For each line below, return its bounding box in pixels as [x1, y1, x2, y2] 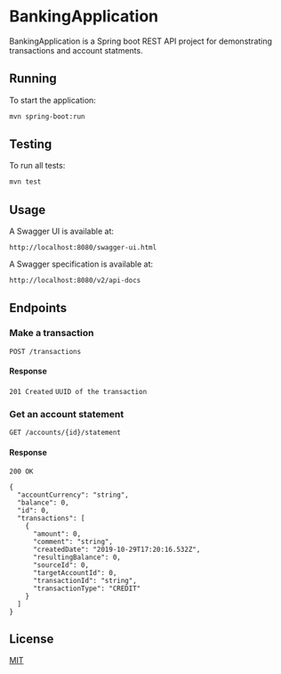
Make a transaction [9, 327, 94, 340]
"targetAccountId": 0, [32, 568, 117, 577]
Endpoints [9, 300, 68, 316]
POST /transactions [9, 347, 82, 356]
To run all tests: [9, 160, 66, 171]
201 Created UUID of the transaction [9, 388, 148, 397]
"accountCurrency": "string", [17, 490, 129, 499]
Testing [9, 136, 52, 152]
